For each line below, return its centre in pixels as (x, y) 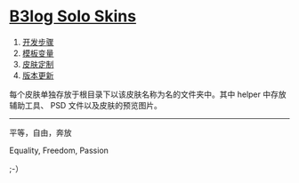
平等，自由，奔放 (40, 132)
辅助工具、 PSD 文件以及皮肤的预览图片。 (85, 105)
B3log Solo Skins (73, 16)
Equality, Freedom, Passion (59, 150)
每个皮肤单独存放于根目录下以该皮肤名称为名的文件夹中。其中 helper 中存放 (148, 94)
